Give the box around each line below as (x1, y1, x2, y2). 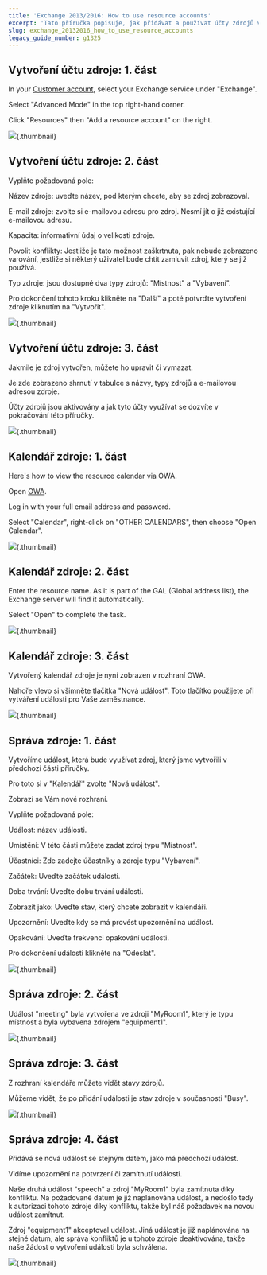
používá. (8, 262, 37, 272)
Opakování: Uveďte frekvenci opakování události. (8, 932, 169, 943)
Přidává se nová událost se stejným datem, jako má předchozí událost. (8, 1154, 239, 1164)
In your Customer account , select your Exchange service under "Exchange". (8, 84, 257, 94)
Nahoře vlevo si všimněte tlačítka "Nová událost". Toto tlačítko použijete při (8, 686, 254, 696)
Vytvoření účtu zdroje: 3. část (8, 341, 159, 355)
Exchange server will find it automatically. (8, 594, 145, 604)
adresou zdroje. (8, 387, 60, 396)
